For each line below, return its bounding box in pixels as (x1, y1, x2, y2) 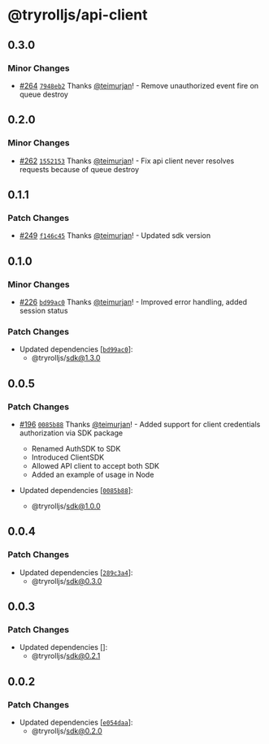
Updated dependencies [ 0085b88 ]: (19, 485, 133, 495)
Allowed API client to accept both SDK (31, 461, 160, 470)
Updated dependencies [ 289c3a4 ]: (19, 567, 133, 577)
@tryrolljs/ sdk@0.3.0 (31, 576, 102, 586)
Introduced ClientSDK (31, 452, 105, 462)
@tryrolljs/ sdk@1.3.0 (31, 353, 101, 363)
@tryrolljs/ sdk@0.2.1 (31, 651, 101, 661)
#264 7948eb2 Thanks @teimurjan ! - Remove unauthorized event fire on (19, 80, 259, 90)
